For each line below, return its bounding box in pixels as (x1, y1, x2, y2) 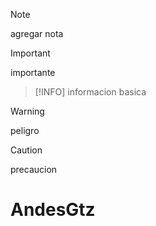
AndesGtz (10, 199, 96, 221)
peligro (10, 125, 40, 136)
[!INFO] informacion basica (34, 86, 147, 98)
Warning (10, 105, 45, 117)
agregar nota (10, 28, 64, 39)
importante (10, 67, 56, 78)
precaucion (10, 164, 58, 175)
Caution (10, 144, 43, 156)
